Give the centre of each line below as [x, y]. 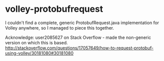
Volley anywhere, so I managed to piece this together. [60, 28]
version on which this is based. [36, 42]
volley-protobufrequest [54, 9]
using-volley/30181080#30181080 [39, 53]
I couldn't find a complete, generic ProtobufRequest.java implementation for [82, 23]
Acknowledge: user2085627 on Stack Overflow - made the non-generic [78, 37]
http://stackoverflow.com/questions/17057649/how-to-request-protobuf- [79, 48]
